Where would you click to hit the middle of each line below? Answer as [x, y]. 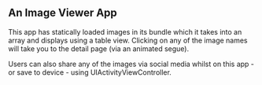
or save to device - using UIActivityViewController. [90, 72]
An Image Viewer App [63, 13]
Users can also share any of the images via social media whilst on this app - [131, 64]
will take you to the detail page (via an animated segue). [99, 48]
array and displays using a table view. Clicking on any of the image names [128, 40]
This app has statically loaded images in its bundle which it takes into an [125, 31]
